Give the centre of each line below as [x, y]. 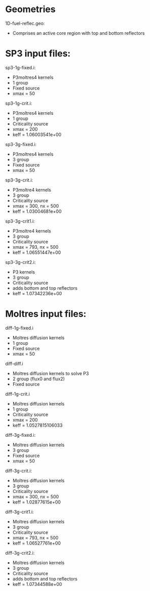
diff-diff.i [14, 363]
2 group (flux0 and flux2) [39, 379]
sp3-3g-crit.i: [19, 180]
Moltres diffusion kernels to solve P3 [51, 373]
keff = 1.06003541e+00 [37, 134]
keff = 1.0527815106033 [38, 425]
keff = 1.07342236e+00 [37, 293]
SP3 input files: [38, 54]
